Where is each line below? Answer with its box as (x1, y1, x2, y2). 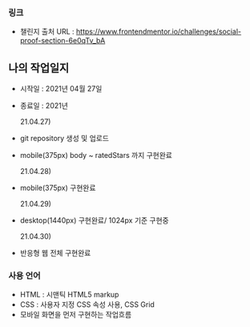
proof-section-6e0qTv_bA (19, 36, 106, 46)
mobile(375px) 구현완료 (19, 183, 96, 193)
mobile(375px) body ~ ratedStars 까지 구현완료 (19, 151, 172, 160)
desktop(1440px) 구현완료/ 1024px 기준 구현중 (19, 216, 170, 225)
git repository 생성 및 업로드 (19, 134, 110, 143)
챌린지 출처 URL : (19, 26, 75, 37)
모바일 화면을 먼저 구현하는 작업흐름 (19, 310, 132, 320)
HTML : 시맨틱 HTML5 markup (19, 290, 119, 300)
